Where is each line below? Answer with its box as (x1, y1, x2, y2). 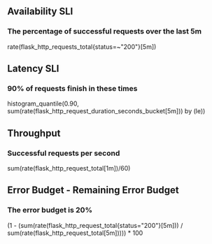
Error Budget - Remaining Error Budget (7, 185, 180, 196)
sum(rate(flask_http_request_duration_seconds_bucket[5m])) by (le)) (7, 107, 206, 115)
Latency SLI (7, 63, 59, 75)
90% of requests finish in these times (7, 84, 138, 93)
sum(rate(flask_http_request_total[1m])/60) (7, 164, 131, 173)
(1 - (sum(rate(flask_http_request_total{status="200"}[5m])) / (7, 221, 183, 229)
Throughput (7, 127, 61, 139)
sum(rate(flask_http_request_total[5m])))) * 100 (7, 229, 143, 237)
